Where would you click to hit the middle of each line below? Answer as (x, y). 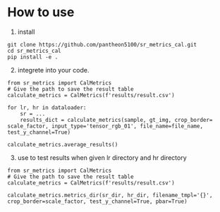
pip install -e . (33, 57)
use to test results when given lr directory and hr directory (102, 157)
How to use (41, 12)
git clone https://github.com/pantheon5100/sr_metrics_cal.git (102, 44)
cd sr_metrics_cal (34, 51)
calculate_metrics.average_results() (63, 144)
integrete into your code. (53, 70)
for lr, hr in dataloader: (47, 107)
